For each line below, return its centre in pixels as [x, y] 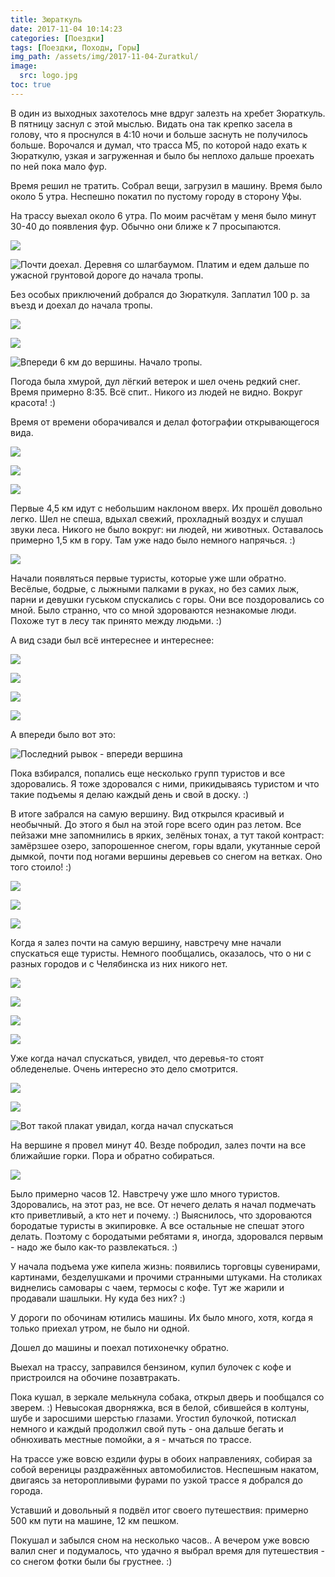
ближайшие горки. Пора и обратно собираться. [112, 1155]
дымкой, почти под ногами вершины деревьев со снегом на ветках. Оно [166, 856]
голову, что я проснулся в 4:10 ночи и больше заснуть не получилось [159, 134]
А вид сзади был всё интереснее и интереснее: [112, 640]
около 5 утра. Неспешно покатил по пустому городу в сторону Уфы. [156, 196]
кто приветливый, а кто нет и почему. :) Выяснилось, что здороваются [161, 1215]
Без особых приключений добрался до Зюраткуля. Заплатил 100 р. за [160, 294]
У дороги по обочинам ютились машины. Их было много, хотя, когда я [162, 1317]
